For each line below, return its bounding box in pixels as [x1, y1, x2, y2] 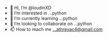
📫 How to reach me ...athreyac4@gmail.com [9, 26, 103, 32]
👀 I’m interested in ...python [9, 10, 66, 16]
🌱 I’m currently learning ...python [9, 15, 77, 21]
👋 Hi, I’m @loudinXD [9, 5, 51, 10]
